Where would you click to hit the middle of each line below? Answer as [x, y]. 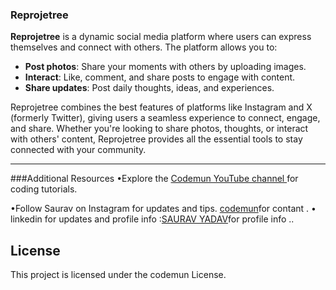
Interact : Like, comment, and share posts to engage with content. [160, 77]
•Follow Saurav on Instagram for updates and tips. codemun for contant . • [163, 209]
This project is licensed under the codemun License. [118, 275]
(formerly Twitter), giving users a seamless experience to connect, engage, [165, 118]
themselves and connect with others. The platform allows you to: [144, 47]
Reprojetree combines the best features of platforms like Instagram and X [161, 107]
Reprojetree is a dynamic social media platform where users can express [161, 37]
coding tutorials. [44, 189]
